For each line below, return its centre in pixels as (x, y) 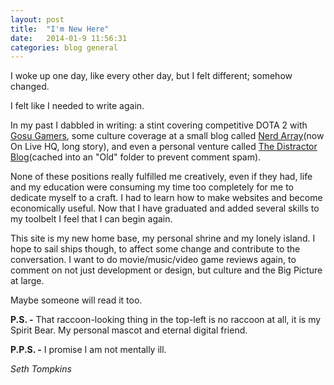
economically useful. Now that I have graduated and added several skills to (165, 208)
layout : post (37, 19)
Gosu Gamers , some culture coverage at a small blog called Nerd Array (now (167, 136)
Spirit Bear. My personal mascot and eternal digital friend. (129, 330)
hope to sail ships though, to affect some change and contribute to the (155, 249)
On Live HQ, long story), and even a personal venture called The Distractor (164, 147)
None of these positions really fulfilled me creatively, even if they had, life (161, 177)
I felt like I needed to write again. (77, 106)
